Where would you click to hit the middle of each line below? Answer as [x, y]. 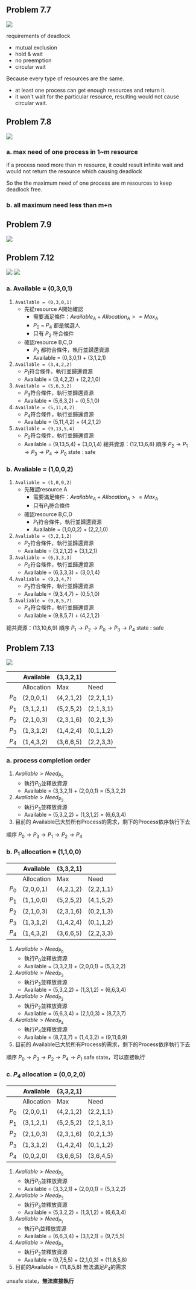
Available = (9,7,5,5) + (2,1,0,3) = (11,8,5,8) [76, 1260]
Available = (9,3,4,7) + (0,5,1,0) [62, 593]
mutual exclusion [36, 47]
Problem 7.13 [30, 648]
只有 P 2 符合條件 [53, 334]
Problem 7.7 [29, 10]
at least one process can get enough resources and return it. [90, 90]
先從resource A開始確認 [53, 309]
